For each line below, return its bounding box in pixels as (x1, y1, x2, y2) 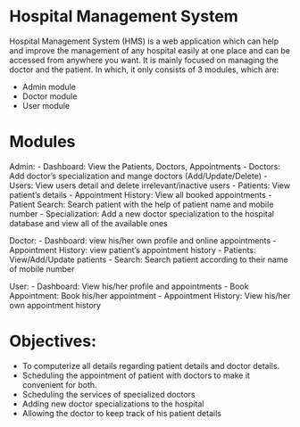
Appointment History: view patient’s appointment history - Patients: (9, 244, 256, 255)
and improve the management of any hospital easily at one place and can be (9, 45, 290, 55)
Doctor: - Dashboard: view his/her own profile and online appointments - (9, 234, 277, 246)
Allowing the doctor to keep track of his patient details (21, 407, 221, 418)
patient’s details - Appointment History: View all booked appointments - (9, 189, 272, 200)
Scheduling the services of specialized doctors (21, 389, 196, 399)
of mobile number (9, 263, 75, 274)
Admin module (21, 81, 76, 92)
